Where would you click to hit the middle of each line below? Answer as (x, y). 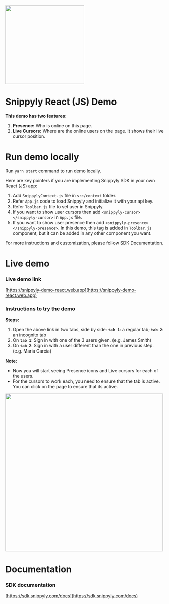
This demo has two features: (36, 116)
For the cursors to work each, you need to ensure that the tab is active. (86, 381)
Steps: (12, 320)
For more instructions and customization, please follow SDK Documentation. (84, 243)
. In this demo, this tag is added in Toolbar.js (105, 228)
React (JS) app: (21, 186)
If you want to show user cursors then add (57, 212)
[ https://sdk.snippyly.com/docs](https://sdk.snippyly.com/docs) (72, 596)
